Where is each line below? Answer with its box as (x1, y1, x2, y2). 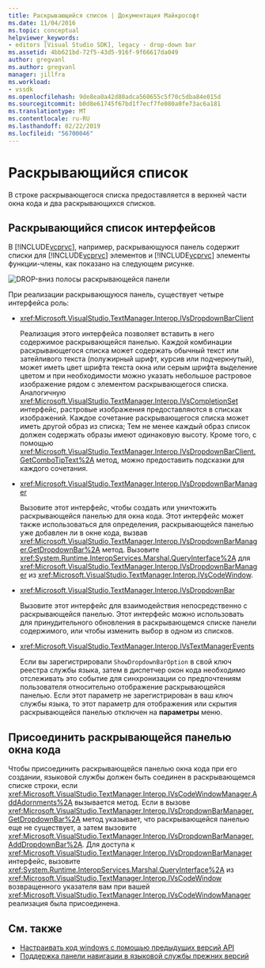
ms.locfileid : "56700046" (8, 129, 93, 137)
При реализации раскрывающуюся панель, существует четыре (8, 290, 224, 300)
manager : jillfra (8, 71, 66, 78)
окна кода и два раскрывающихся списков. (8, 198, 157, 208)
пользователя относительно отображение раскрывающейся (19, 683, 225, 692)
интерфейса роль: (8, 298, 70, 308)
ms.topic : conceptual (8, 26, 80, 34)
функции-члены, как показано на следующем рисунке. (8, 259, 195, 269)
